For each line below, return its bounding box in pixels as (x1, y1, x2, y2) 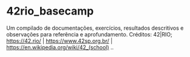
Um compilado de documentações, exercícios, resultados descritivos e (6, 24, 184, 32)
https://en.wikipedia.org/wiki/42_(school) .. (6, 44, 114, 51)
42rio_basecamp (6, 4, 94, 18)
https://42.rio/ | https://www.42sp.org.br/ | (6, 37, 113, 44)
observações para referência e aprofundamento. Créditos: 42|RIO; (6, 30, 173, 38)
